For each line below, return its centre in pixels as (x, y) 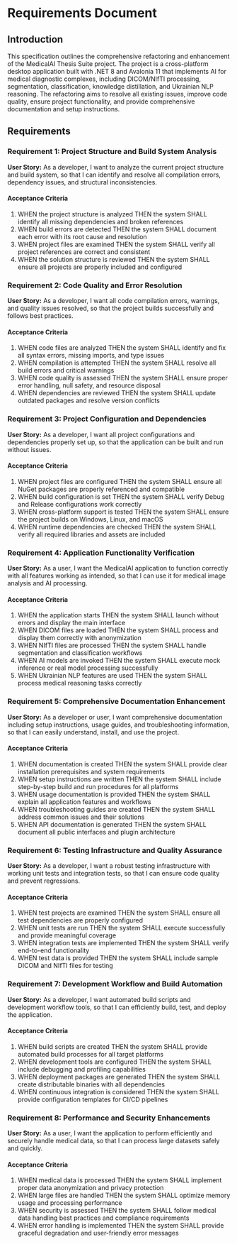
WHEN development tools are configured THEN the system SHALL (115, 1062)
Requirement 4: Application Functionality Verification (101, 553)
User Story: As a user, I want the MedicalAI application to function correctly (118, 568)
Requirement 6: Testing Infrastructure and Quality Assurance (115, 850)
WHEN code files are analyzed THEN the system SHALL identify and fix (122, 348)
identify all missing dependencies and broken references (100, 221)
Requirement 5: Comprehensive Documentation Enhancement (116, 702)
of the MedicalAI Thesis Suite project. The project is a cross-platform (108, 64)
